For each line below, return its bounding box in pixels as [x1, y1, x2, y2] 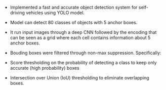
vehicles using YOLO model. [26, 10, 85, 16]
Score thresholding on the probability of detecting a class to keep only [10, 60, 157, 65]
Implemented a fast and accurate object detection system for [10, 5, 138, 10]
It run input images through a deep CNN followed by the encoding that [10, 29, 157, 35]
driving [10, 10, 25, 16]
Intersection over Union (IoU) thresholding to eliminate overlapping [10, 75, 149, 80]
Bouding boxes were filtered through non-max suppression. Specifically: [10, 50, 161, 56]
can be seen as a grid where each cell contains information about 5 [10, 35, 151, 40]
